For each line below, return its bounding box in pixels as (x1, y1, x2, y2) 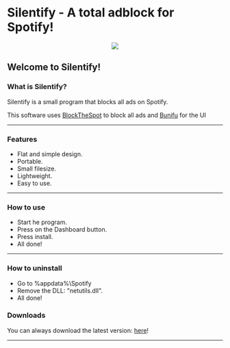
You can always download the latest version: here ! (7, 326, 149, 334)
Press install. (16, 233, 53, 241)
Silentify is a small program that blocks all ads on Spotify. (7, 97, 168, 105)
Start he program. (16, 218, 67, 227)
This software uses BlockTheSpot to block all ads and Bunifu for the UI (7, 111, 207, 119)
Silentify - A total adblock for (7, 5, 175, 21)
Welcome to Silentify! (7, 62, 101, 73)
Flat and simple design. (16, 149, 83, 158)
